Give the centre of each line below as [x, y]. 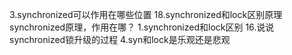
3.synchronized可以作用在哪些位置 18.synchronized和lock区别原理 [146, 14]
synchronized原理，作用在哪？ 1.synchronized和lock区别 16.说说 [142, 27]
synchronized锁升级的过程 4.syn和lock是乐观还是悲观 [120, 39]
